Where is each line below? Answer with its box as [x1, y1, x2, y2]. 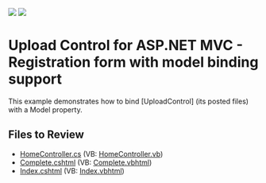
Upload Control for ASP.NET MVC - [8, 37, 244, 55]
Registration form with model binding [8, 53, 259, 72]
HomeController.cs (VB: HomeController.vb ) [19, 149, 164, 158]
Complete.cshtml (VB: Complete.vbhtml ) [19, 158, 152, 167]
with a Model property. [8, 104, 83, 115]
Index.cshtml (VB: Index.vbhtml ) [19, 165, 125, 175]
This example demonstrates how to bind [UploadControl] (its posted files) [8, 96, 249, 106]
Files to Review [8, 128, 85, 142]
